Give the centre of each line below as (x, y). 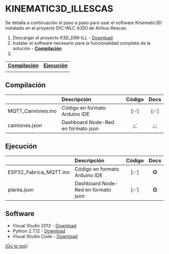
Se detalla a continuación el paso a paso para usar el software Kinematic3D (83, 23)
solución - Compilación (37, 48)
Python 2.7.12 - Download (39, 231)
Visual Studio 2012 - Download (45, 226)
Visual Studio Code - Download (45, 236)
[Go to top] (17, 246)
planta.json (21, 190)
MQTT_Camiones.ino (32, 111)
